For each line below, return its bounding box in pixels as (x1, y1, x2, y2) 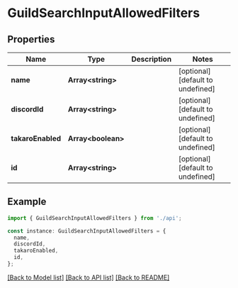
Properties (7, 33, 55, 45)
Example (7, 196, 47, 208)
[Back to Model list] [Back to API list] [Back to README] (7, 273, 170, 282)
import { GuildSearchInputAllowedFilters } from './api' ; (7, 214, 182, 221)
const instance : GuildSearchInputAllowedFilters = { (7, 227, 166, 235)
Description (130, 55, 172, 64)
